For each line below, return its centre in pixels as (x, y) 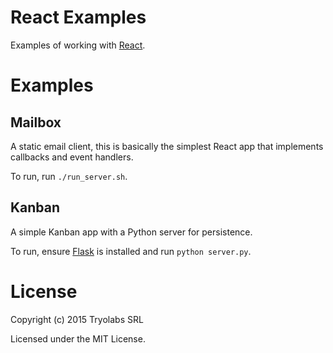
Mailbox (36, 122)
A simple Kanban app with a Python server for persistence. (131, 232)
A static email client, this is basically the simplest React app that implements (167, 146)
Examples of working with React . (78, 45)
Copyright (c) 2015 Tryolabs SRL (77, 319)
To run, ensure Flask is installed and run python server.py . (131, 251)
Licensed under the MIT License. (78, 338)
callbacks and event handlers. (72, 157)
